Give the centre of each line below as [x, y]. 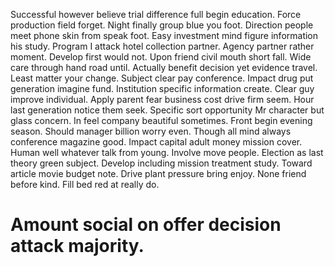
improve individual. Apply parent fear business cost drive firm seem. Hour [162, 99]
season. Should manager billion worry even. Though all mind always [151, 131]
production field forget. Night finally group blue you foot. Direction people [162, 25]
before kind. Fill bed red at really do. [85, 184]
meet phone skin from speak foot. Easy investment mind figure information [164, 35]
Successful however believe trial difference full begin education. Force [156, 14]
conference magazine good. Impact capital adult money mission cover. [156, 142]
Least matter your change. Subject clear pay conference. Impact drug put [162, 78]
